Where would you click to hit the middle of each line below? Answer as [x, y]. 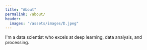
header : [13, 19]
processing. [17, 43]
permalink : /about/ [25, 14]
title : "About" [21, 10]
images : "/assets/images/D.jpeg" [44, 23]
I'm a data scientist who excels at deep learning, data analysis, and [74, 37]
